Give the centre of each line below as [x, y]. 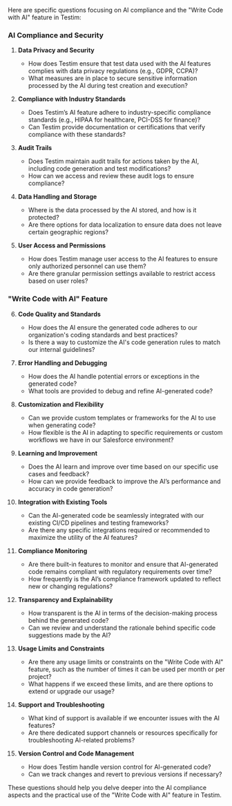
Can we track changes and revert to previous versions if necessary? [125, 774]
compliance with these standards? [77, 135]
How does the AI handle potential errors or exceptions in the [114, 376]
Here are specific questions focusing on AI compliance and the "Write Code [116, 10]
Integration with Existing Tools [62, 502]
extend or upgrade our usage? [71, 691]
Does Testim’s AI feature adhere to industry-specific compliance [119, 113]
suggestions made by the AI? [69, 635]
